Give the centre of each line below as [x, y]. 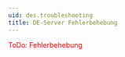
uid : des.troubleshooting [50, 15]
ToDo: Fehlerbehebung [45, 45]
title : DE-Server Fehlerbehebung [63, 23]
